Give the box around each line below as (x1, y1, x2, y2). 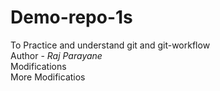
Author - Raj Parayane (10, 49, 103, 61)
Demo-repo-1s (10, 6, 133, 29)
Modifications (10, 60, 67, 72)
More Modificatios (10, 71, 86, 83)
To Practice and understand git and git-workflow (10, 39, 211, 51)
